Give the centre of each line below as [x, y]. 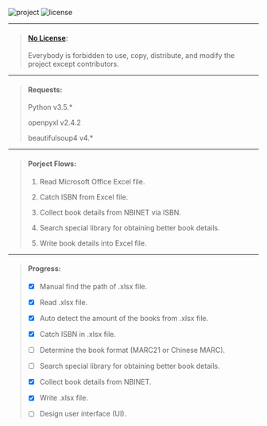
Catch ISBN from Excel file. [84, 197]
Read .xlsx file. [64, 302]
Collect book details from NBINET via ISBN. [110, 212]
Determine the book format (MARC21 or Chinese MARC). [132, 350]
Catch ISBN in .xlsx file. [78, 334]
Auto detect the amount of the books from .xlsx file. [124, 318]
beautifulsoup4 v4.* [60, 138]
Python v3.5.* [50, 107]
